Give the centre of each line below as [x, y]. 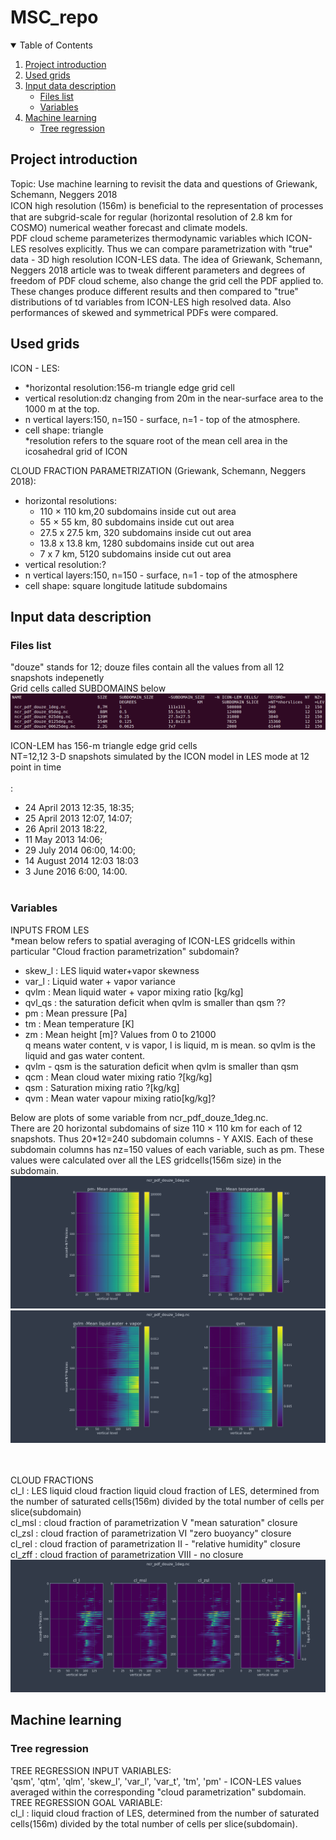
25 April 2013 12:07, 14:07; [78, 818]
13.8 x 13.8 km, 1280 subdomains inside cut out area [147, 543]
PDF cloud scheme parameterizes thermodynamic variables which [147, 238]
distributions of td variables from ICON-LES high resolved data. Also [151, 302]
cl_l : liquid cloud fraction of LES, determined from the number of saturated [165, 1813]
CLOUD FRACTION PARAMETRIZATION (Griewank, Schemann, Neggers [158, 470]
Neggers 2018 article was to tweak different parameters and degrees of [158, 270]
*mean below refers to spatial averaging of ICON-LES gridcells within [153, 940]
